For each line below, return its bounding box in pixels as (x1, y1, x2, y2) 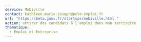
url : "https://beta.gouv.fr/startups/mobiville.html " (5, 16, 119, 21)
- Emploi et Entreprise (9, 29, 58, 34)
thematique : (5, 25, 29, 30)
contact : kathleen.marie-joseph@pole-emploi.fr (5, 12, 104, 16)
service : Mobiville (5, 7, 45, 12)
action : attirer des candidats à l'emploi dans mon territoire (5, 20, 137, 26)
